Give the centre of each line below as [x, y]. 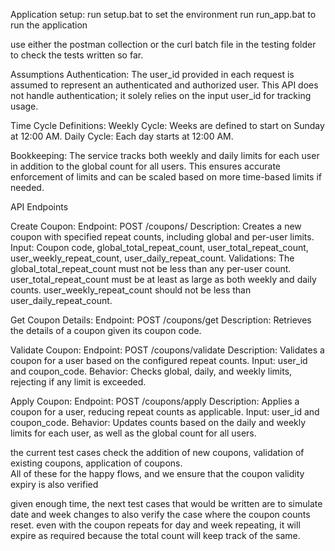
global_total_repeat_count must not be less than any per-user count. [151, 268]
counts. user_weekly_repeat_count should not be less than [131, 290]
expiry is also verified [54, 484]
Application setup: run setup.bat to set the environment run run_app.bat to [163, 14]
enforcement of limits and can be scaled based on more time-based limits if [166, 177]
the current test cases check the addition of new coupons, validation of [157, 452]
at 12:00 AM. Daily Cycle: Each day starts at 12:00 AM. [122, 136]
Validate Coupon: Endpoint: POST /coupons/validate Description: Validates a [167, 350]
